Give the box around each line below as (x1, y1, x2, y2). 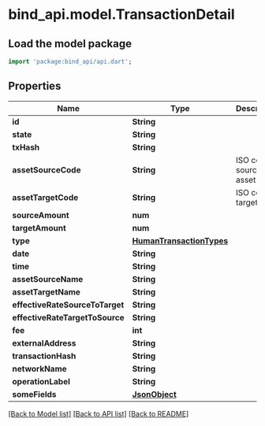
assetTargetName (12, 286, 81, 297)
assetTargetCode (12, 191, 79, 202)
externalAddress (12, 337, 77, 348)
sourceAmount (12, 209, 69, 220)
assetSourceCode (12, 164, 81, 175)
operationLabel (12, 376, 71, 387)
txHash (12, 142, 40, 153)
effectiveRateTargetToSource (12, 312, 125, 323)
